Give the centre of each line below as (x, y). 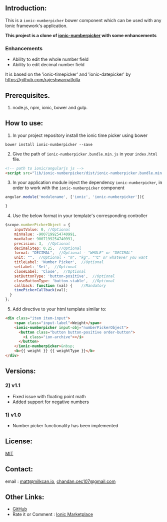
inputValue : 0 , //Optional (42, 230)
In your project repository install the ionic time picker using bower (80, 135)
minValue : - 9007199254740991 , (46, 234)
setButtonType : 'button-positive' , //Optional (64, 276)
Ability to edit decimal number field (48, 65)
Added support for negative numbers (50, 402)
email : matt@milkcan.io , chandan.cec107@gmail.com (60, 481)
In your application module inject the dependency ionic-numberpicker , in (87, 183)
